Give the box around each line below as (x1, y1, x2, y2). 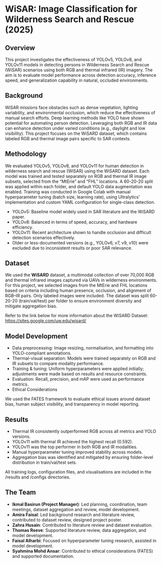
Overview (5, 43, 36, 52)
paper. (12, 214, 25, 219)
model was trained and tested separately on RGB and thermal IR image (5, 173, 147, 179)
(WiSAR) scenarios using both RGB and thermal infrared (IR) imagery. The (5, 67, 153, 73)
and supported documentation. (12, 553, 74, 559)
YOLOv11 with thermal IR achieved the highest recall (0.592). (12, 439, 133, 445)
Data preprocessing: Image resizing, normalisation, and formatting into (12, 345, 154, 351)
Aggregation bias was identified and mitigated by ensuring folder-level (12, 455, 153, 460)
